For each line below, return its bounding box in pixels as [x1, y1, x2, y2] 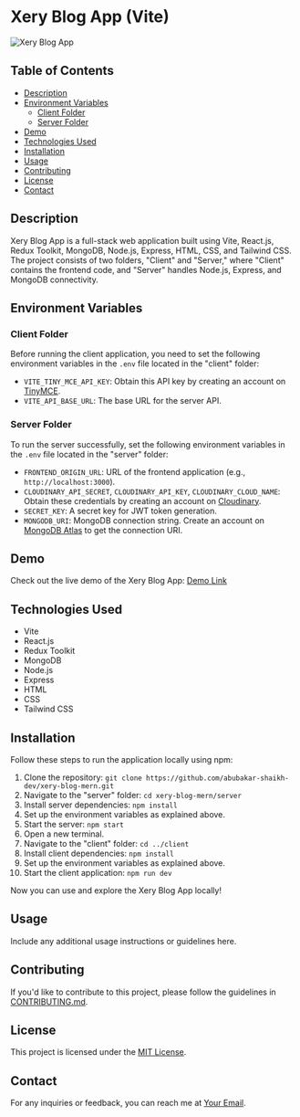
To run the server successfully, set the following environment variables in [10, 438, 285, 449]
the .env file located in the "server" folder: [10, 448, 169, 459]
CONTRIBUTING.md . [10, 996, 88, 1006]
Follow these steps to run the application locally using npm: [10, 753, 233, 764]
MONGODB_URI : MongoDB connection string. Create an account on [23, 514, 265, 526]
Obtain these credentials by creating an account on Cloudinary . [23, 495, 262, 506]
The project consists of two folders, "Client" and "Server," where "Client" [10, 254, 285, 266]
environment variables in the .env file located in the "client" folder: [10, 358, 260, 369]
